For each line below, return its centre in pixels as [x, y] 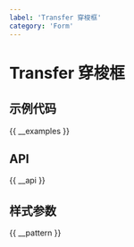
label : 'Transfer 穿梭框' [55, 17]
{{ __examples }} [39, 131]
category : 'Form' [42, 26]
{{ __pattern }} [35, 233]
